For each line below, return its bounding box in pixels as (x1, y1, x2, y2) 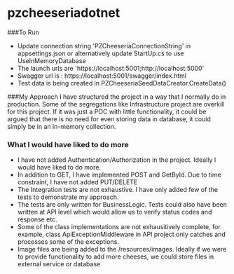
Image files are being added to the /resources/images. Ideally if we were (17, 245, 227, 254)
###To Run (7, 28, 40, 36)
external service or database (17, 260, 101, 268)
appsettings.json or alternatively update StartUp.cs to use (17, 49, 184, 57)
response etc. (17, 215, 57, 224)
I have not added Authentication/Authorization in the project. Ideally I (17, 156, 216, 164)
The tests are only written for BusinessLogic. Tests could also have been (17, 200, 228, 209)
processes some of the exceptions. (17, 238, 119, 246)
